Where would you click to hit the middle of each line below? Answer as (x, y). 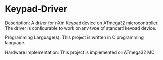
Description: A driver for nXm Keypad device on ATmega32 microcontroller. (82, 23)
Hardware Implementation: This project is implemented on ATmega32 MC (80, 52)
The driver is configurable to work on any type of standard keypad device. (81, 28)
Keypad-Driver (36, 9)
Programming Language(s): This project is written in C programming (75, 37)
